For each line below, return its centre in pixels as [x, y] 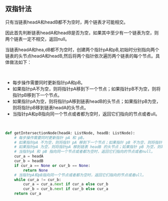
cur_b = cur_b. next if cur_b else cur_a [66, 189]
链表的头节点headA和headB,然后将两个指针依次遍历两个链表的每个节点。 [80, 56]
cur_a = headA [29, 156]
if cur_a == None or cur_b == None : [52, 165]
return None [36, 170]
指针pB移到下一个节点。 [37, 95]
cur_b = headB [29, 161]
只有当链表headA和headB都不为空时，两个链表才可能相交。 [67, 22]
